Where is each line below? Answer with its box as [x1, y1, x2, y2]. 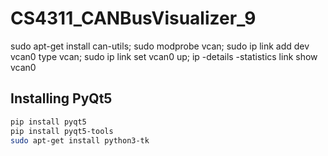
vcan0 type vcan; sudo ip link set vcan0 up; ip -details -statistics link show [10, 50, 318, 62]
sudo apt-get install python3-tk [10, 135, 150, 146]
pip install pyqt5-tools [10, 126, 114, 136]
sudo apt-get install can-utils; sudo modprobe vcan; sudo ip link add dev [10, 40, 310, 52]
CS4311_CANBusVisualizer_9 [10, 7, 257, 30]
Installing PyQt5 [10, 90, 113, 107]
